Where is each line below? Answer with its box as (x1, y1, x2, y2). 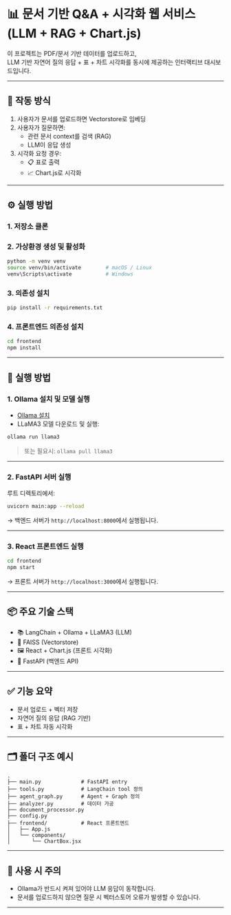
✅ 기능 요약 (7, 686, 53, 697)
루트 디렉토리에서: (7, 489, 56, 497)
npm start (7, 564, 36, 571)
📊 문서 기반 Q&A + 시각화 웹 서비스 (7, 6, 196, 22)
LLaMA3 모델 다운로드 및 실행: (16, 420, 100, 428)
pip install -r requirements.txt (7, 305, 103, 311)
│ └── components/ (7, 832, 67, 839)
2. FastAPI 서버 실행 (7, 472, 71, 482)
